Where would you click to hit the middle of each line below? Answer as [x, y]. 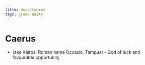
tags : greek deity [24, 14]
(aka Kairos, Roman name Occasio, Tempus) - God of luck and [76, 52]
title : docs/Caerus [25, 10]
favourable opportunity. [36, 58]
